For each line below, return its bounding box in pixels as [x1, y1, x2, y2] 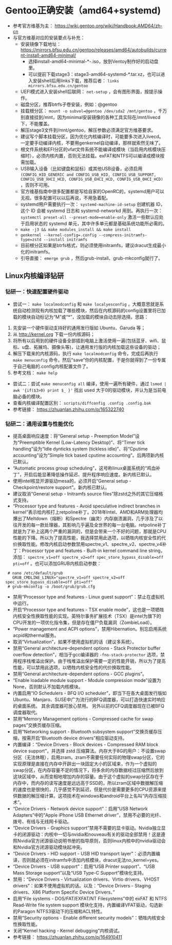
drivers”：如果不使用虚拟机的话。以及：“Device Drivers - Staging [12, 882, 151, 889]
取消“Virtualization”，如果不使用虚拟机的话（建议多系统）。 [12, 638, 137, 645]
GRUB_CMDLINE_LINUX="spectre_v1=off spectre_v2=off [12, 575, 125, 580]
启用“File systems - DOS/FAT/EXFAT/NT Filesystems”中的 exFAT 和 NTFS [12, 895, 167, 901]
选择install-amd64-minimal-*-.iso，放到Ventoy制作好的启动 [28, 58, 154, 64]
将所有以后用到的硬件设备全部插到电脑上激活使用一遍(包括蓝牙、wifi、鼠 [12, 337, 166, 344]
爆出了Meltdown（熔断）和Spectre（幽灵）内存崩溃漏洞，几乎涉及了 [12, 515, 159, 521]
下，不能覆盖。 [20, 120, 52, 126]
